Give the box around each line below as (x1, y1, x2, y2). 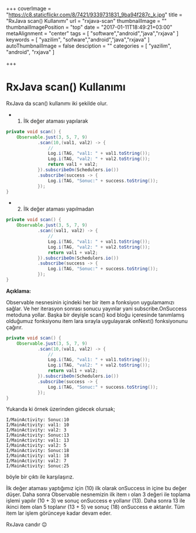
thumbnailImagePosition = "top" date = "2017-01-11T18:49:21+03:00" (6, 23, 173, 30)
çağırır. (6, 324, 23, 331)
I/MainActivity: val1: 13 (6, 437, 69, 443)
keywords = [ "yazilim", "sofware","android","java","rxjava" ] (6, 36, 150, 43)
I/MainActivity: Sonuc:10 (6, 417, 69, 423)
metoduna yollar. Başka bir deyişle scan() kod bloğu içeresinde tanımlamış (6, 311, 185, 318)
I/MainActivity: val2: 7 (6, 458, 67, 464)
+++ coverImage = (6, 5, 51, 12)
